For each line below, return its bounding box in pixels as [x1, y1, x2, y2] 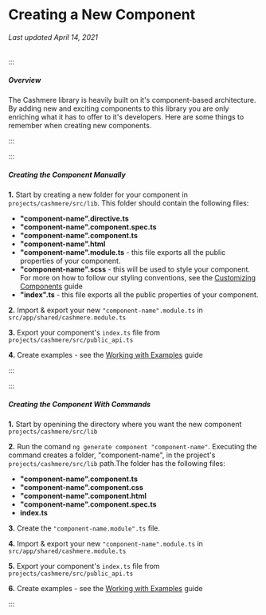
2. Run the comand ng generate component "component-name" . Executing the [8, 442, 257, 452]
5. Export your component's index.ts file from [8, 562, 161, 571]
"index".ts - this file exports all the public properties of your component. [19, 290, 259, 300]
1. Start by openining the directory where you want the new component [8, 420, 242, 429]
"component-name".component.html [19, 492, 147, 501]
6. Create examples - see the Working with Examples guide [8, 584, 203, 593]
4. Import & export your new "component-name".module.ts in [8, 539, 203, 549]
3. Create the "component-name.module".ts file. [8, 523, 161, 533]
